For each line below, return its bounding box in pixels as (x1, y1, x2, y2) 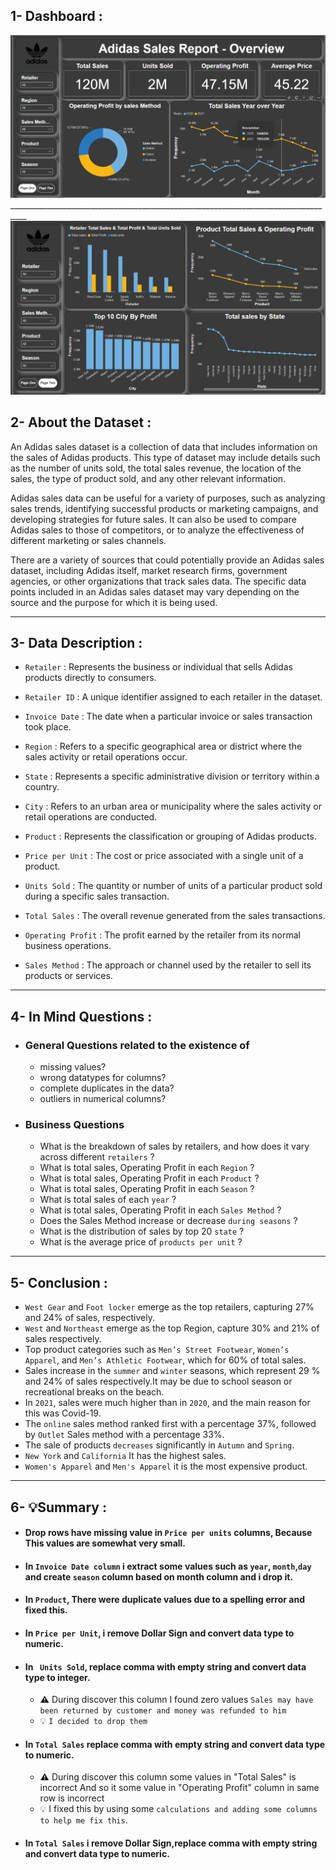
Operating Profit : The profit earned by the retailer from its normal (24, 929, 301, 941)
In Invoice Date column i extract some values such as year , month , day (24, 1560, 312, 1572)
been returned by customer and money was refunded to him (39, 1706, 287, 1716)
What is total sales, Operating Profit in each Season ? (39, 1183, 255, 1195)
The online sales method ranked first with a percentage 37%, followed (24, 1418, 317, 1430)
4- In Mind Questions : (10, 1008, 153, 1025)
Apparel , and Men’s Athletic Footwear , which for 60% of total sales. (24, 1354, 307, 1366)
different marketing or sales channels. (10, 534, 167, 546)
